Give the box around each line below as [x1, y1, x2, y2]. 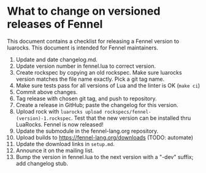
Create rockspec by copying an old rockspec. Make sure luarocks [15, 68, 183, 76]
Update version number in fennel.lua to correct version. [15, 62, 156, 70]
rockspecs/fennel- [104, 109, 152, 115]
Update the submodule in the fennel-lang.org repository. [15, 127, 159, 134]
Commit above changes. [15, 88, 78, 95]
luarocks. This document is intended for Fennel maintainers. [7, 44, 159, 51]
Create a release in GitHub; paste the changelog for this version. [15, 101, 178, 108]
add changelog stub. [15, 160, 69, 167]
